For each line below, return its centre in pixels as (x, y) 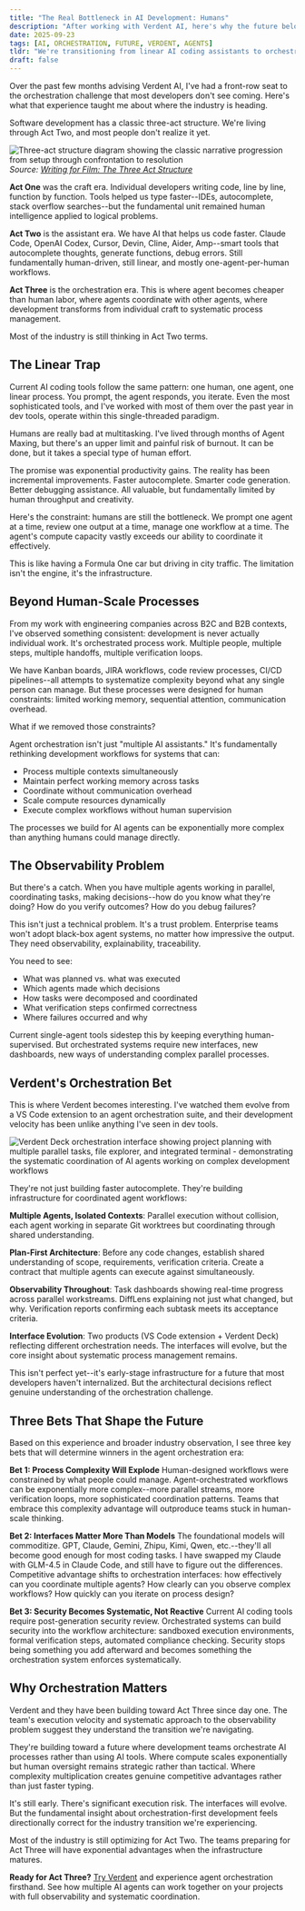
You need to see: (41, 961)
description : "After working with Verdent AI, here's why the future (144, 26)
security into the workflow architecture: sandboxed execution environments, (152, 1631)
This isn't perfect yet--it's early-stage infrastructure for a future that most (147, 1373)
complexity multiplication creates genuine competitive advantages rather (146, 1776)
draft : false (34, 60)
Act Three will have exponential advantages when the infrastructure (136, 1849)
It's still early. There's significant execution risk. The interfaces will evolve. (148, 1803)
